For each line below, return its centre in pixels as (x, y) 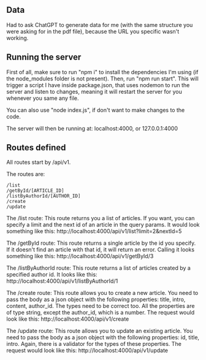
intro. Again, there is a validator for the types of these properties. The (94, 344)
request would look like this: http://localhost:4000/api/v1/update (87, 350)
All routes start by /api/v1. (39, 163)
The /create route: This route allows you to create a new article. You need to (102, 293)
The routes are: (26, 174)
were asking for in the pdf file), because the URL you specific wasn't (93, 31)
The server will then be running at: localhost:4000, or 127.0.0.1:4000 (92, 128)
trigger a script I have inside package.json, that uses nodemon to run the (98, 85)
